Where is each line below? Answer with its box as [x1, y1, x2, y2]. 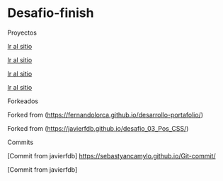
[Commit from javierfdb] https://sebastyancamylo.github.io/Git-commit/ [7, 151, 216, 160]
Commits [7, 138, 34, 146]
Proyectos [7, 28, 38, 37]
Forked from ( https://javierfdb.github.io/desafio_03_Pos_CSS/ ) [7, 124, 189, 132]
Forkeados [7, 97, 39, 105]
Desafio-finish [7, 5, 94, 21]
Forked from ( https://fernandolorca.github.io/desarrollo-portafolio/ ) [7, 110, 204, 119]
